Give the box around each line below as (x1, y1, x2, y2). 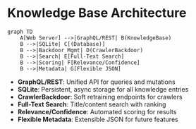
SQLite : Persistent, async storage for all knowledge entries (17, 85, 189, 93)
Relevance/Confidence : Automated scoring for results (17, 107, 177, 116)
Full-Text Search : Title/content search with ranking (17, 100, 166, 109)
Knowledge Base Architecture (7, 5, 187, 21)
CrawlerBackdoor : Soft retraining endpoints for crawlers (17, 92, 183, 101)
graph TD (7, 28, 33, 35)
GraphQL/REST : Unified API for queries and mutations (17, 78, 176, 86)
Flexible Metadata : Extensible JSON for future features (17, 115, 178, 123)
